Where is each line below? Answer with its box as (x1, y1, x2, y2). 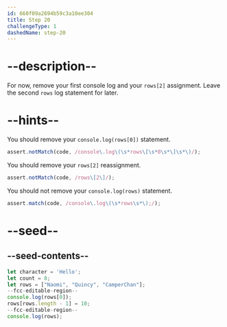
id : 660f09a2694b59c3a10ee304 (7, 10, 94, 17)
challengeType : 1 (7, 23, 57, 29)
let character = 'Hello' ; (7, 268, 81, 275)
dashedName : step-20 (7, 29, 67, 36)
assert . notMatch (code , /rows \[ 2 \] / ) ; (7, 174, 115, 181)
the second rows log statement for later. (7, 88, 119, 97)
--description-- (7, 59, 97, 74)
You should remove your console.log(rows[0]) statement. (7, 135, 171, 144)
